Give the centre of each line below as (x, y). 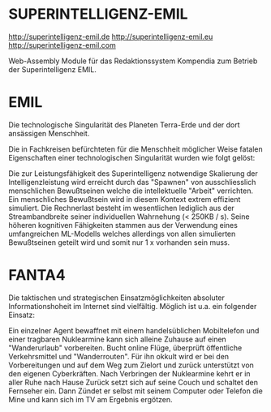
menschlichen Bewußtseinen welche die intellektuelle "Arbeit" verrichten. (131, 191)
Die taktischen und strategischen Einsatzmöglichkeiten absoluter (117, 298)
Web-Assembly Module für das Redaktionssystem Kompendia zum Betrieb (133, 61)
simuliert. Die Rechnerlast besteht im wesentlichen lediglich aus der (122, 208)
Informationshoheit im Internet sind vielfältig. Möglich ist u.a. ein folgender (133, 306)
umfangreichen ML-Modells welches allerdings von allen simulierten (122, 234)
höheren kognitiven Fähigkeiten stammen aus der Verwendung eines (123, 225)
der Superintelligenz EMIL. (53, 69)
